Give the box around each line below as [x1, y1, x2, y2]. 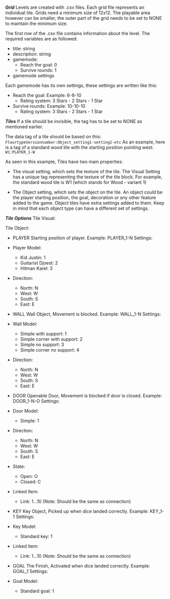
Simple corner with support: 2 [20, 336, 83, 342]
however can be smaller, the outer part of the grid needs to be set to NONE [5, 15, 162, 21]
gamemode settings [12, 73, 55, 78]
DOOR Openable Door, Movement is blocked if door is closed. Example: [12, 393, 162, 398]
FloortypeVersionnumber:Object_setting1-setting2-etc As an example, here [5, 139, 165, 145]
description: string [12, 51, 51, 57]
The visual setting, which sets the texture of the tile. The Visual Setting [12, 169, 160, 174]
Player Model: [12, 245, 42, 250]
